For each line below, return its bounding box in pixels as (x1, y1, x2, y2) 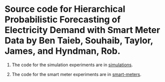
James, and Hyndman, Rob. (4, 45, 121, 57)
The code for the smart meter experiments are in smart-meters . (11, 71, 142, 77)
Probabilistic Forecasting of (4, 14, 121, 25)
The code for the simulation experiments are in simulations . (11, 62, 133, 68)
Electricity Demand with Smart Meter (4, 25, 161, 36)
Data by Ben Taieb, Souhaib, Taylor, (4, 35, 153, 46)
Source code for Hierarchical (4, 3, 126, 15)
